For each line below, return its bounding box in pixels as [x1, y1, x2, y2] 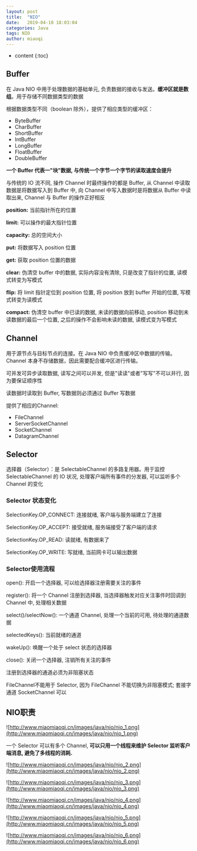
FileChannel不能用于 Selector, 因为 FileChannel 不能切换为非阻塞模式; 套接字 [6, 682, 192, 689]
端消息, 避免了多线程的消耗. [6, 749, 73, 756]
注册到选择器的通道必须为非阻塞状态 [6, 669, 94, 676]
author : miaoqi [6, 36, 44, 42]
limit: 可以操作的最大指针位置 [6, 219, 77, 226]
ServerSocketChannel [14, 420, 68, 427]
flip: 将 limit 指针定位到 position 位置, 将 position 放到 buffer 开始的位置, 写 [6, 289, 186, 296]
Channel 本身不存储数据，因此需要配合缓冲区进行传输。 [6, 357, 141, 364]
